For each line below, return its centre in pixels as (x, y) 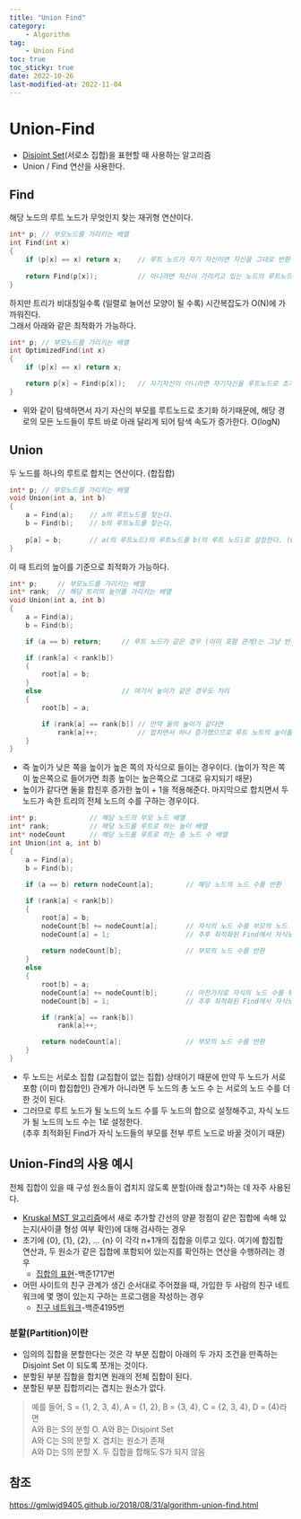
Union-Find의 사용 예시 (71, 1164)
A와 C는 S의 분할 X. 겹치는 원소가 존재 (98, 1441)
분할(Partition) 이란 (49, 1332)
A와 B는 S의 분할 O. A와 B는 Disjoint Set (102, 1429)
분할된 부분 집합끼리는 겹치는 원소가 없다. (94, 1388)
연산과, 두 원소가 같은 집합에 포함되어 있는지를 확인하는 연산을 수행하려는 (149, 1251)
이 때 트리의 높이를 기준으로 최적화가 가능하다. (90, 566)
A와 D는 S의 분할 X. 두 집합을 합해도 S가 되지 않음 (118, 1452)
